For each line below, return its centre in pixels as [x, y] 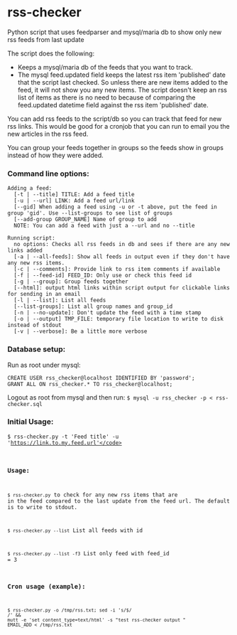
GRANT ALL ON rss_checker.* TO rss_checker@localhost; [90, 384]
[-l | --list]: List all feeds [60, 300]
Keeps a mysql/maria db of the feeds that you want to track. [105, 67]
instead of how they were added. [56, 155]
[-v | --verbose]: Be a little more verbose [81, 331]
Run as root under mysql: [44, 365]
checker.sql [25, 404]
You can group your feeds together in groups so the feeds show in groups [115, 147]
